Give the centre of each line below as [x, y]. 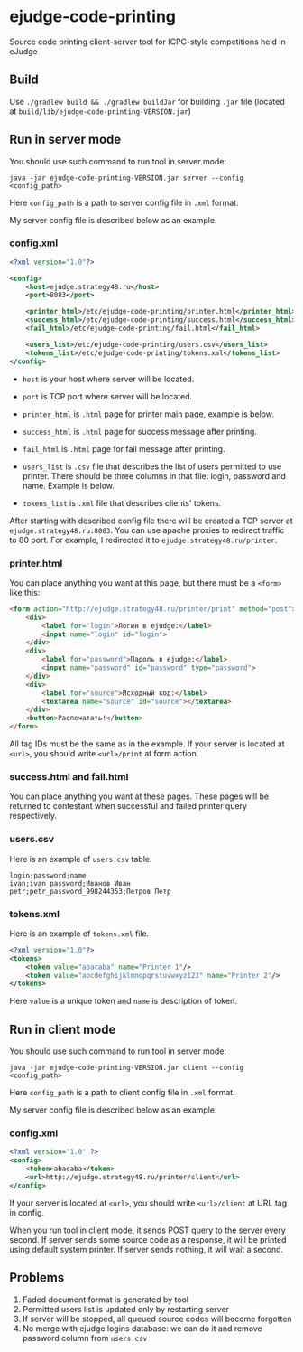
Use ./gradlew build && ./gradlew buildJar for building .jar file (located [147, 101]
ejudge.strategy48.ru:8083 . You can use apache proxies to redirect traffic [147, 530]
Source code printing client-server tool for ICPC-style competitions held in [147, 42]
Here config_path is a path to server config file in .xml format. [124, 202]
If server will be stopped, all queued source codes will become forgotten [157, 1319]
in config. [27, 1212]
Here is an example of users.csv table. [81, 859]
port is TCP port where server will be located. [107, 396]
